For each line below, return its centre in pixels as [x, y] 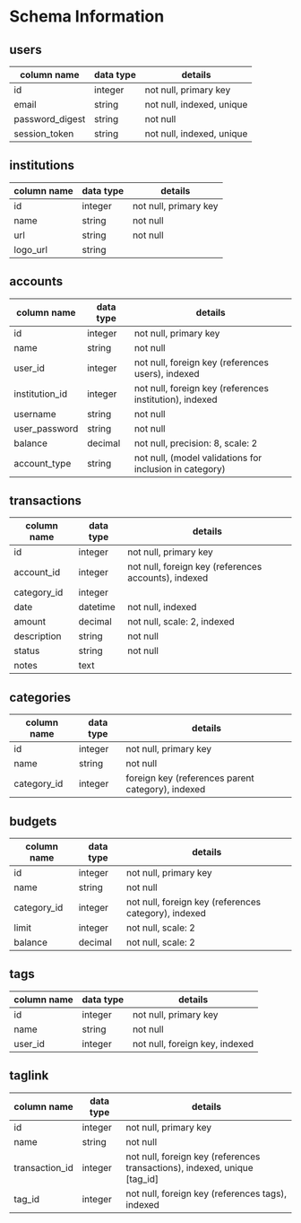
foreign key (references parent [190, 778]
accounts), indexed [168, 578]
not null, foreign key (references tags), [206, 1193]
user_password [46, 428]
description [38, 636]
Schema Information [87, 17]
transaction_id [43, 1167]
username [35, 414]
